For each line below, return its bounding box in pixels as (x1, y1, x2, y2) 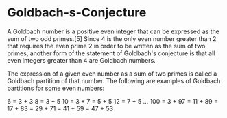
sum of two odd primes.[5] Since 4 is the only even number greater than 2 (7, 34, 217, 42)
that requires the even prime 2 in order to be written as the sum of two (7, 42, 206, 50)
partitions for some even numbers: (7, 84, 105, 92)
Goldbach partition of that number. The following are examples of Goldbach (7, 76, 221, 85)
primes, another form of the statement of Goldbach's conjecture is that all (7, 49, 215, 57)
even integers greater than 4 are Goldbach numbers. (7, 56, 156, 64)
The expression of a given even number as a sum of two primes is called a (7, 70, 217, 78)
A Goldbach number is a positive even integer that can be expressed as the (7, 27, 219, 35)
